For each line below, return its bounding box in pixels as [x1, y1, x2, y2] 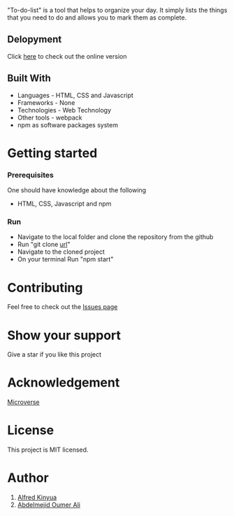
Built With [7, 73, 51, 85]
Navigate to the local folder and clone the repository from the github [17, 233, 214, 241]
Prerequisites [7, 170, 54, 180]
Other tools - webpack [17, 113, 82, 122]
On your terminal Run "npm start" [17, 255, 114, 264]
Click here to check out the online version [7, 52, 127, 60]
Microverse [7, 398, 40, 406]
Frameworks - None [17, 98, 75, 107]
